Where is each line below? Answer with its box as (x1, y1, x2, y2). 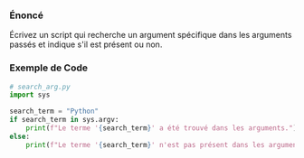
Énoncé (9, 9, 43, 22)
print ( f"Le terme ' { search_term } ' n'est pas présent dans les (25, 140, 265, 149)
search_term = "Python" (9, 107, 100, 116)
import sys (9, 90, 51, 99)
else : (9, 132, 30, 141)
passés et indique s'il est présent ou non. (9, 39, 163, 50)
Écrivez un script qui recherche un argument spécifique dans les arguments (9, 30, 292, 41)
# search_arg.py (9, 82, 71, 91)
